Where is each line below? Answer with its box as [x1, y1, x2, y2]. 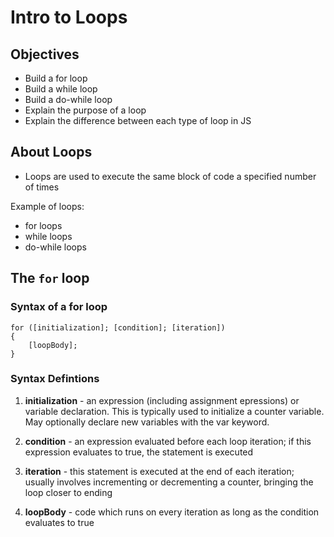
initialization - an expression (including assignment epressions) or [24, 394, 300, 406]
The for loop [10, 270, 90, 287]
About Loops [10, 144, 93, 161]
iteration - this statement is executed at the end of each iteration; [24, 465, 295, 477]
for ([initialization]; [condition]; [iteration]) [10, 322, 226, 333]
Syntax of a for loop [10, 300, 108, 314]
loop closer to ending [24, 486, 113, 498]
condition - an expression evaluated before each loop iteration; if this [24, 435, 312, 447]
